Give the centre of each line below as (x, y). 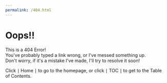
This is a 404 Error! (26, 50)
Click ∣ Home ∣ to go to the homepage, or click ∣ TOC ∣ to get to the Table (83, 70)
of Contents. (18, 76)
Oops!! (20, 35)
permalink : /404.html (29, 10)
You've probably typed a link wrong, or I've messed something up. (76, 55)
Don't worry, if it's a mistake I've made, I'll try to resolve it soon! (73, 60)
